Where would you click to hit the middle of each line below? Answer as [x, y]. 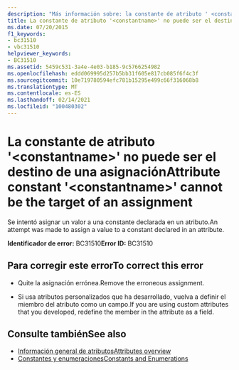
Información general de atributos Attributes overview [94, 351]
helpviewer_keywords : [39, 54]
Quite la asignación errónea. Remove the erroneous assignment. [111, 282]
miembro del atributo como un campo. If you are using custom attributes [123, 304]
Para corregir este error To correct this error [106, 266]
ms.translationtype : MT [43, 87]
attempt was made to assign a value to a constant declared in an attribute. [116, 229]
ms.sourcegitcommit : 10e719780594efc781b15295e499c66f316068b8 [103, 80]
